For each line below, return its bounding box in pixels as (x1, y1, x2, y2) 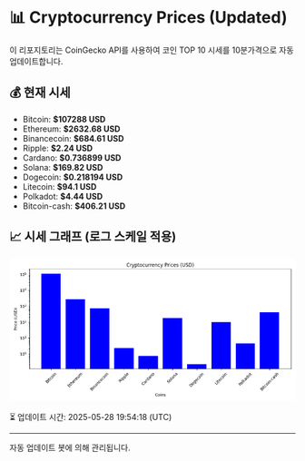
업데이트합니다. (9, 55, 64, 66)
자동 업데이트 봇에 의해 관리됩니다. (9, 442, 131, 453)
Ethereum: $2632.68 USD (22, 123, 121, 134)
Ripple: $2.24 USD (22, 142, 93, 153)
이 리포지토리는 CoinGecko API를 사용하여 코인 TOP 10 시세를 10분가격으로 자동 (9, 44, 294, 55)
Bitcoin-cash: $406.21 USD (22, 201, 126, 211)
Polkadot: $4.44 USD (22, 191, 103, 201)
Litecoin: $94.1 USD (22, 181, 97, 191)
